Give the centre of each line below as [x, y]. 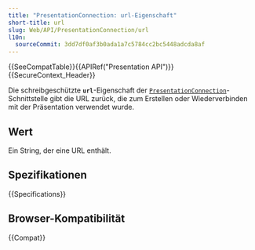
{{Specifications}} [37, 194]
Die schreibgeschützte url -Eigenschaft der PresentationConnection [117, 90]
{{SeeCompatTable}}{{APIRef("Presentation [79, 67]
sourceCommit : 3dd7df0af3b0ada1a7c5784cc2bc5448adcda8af [110, 45]
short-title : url [36, 23]
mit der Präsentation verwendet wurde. [71, 107]
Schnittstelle [28, 99]
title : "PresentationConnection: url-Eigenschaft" [93, 15]
